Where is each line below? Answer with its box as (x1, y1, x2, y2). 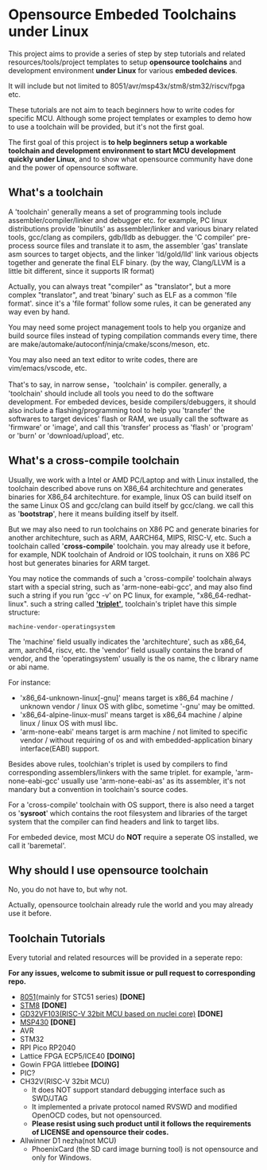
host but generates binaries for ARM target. (8, 558, 151, 567)
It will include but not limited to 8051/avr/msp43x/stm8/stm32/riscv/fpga (8, 81, 246, 91)
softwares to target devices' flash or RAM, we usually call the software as (8, 414, 249, 423)
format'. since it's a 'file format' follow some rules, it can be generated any (8, 298, 252, 308)
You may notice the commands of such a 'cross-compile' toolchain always (8, 573, 252, 583)
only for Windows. (31, 1152, 91, 1163)
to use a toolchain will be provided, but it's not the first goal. (8, 122, 205, 131)
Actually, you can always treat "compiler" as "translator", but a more (8, 281, 231, 291)
